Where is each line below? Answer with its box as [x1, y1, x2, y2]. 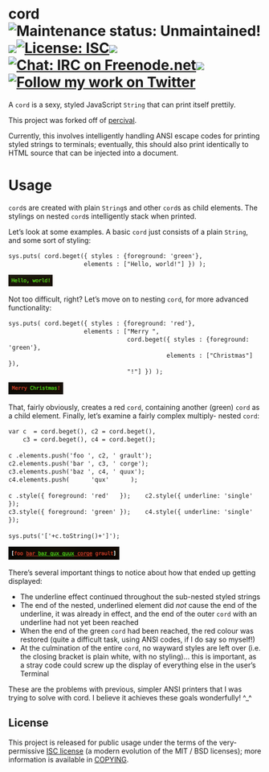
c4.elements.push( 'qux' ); [8, 475, 138, 483]
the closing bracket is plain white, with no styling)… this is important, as [19, 651, 257, 661]
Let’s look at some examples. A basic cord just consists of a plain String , [8, 227, 249, 236]
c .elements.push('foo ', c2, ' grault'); [8, 451, 153, 459]
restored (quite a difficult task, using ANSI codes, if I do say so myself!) [19, 634, 255, 644]
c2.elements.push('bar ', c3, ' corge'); [8, 459, 149, 467]
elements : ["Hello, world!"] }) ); [84, 260, 206, 268]
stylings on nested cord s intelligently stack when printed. [8, 211, 197, 221]
